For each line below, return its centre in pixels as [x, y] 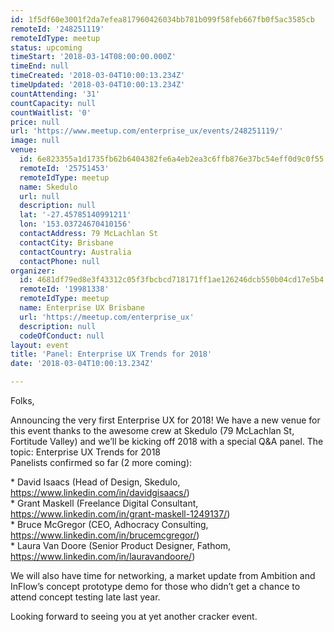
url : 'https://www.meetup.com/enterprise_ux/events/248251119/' [147, 131]
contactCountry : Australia [75, 252]
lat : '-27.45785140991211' [75, 215]
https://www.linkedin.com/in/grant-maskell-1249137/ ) [120, 514]
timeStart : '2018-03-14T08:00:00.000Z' [93, 57]
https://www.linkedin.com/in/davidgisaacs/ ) [100, 492]
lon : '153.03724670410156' [75, 224]
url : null [39, 196]
